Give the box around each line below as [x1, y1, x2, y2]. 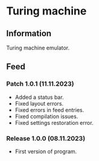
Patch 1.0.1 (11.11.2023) [6, 80, 74, 88]
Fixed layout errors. [14, 99, 64, 107]
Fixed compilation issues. [14, 113, 78, 120]
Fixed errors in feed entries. [14, 106, 85, 113]
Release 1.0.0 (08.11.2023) [6, 134, 86, 142]
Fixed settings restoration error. [14, 119, 94, 126]
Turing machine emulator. [6, 44, 70, 51]
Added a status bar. [14, 93, 65, 101]
